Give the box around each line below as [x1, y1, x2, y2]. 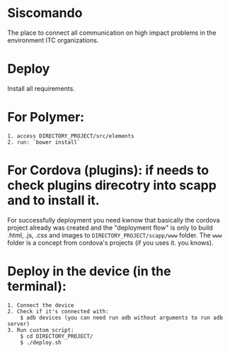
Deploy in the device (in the [7, 263, 171, 279]
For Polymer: [7, 109, 85, 125]
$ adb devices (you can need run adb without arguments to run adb [20, 314, 223, 321]
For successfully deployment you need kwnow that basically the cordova [7, 215, 221, 224]
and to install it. [7, 193, 100, 208]
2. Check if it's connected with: [7, 308, 110, 315]
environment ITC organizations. [7, 35, 99, 44]
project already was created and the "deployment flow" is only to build [7, 223, 214, 232]
